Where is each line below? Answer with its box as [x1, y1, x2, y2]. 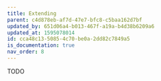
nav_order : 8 [7, 49, 45, 56]
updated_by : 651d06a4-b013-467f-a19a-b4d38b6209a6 [7, 23, 155, 30]
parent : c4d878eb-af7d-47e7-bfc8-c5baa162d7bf [7, 16, 143, 23]
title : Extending [7, 10, 57, 17]
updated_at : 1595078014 [7, 29, 75, 36]
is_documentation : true [7, 42, 75, 49]
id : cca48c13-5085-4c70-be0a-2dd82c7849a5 [7, 36, 130, 43]
